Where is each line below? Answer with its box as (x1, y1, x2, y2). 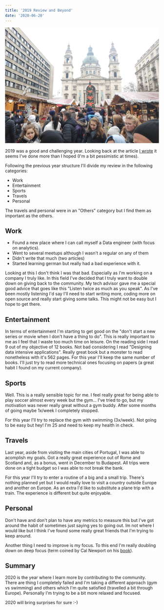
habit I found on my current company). (5, 365, 83, 371)
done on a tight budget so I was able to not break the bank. (5, 465, 124, 471)
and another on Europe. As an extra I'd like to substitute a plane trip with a (5, 485, 154, 491)
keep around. (5, 533, 32, 539)
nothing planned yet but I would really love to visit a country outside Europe (5, 479, 157, 485)
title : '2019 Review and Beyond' (5, 8, 73, 13)
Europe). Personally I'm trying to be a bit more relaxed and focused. (5, 590, 142, 596)
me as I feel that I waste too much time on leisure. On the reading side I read (5, 339, 159, 345)
